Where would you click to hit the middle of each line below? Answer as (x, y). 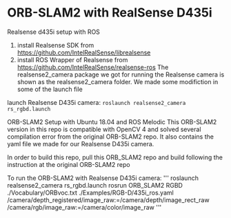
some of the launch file (50, 89)
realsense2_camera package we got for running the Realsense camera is (121, 75)
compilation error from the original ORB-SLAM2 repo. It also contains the (110, 137)
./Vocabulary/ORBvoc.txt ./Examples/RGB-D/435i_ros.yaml (90, 192)
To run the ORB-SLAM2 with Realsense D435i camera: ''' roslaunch (103, 178)
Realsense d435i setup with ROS (53, 32)
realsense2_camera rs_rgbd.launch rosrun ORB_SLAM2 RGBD (95, 185)
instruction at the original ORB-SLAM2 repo (69, 164)
